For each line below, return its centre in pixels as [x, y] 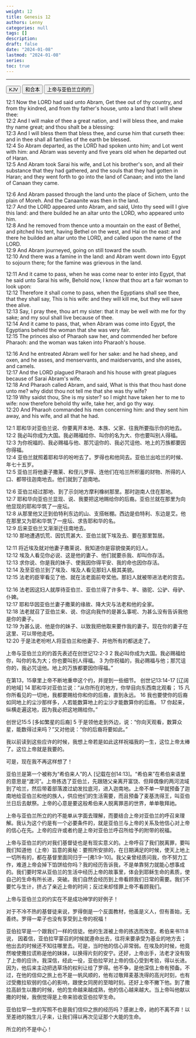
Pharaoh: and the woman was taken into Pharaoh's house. [76, 342]
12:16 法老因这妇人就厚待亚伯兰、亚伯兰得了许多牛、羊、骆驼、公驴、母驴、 [97, 590]
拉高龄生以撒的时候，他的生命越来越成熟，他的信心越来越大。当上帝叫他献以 [98, 990]
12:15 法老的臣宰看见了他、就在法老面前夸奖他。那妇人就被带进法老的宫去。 [97, 578]
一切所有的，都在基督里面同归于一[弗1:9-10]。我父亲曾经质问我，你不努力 [94, 857]
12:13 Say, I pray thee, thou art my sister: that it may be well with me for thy [96, 311]
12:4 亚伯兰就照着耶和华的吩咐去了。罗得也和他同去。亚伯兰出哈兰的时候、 [96, 458]
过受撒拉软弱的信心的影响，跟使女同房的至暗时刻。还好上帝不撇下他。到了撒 [98, 982]
